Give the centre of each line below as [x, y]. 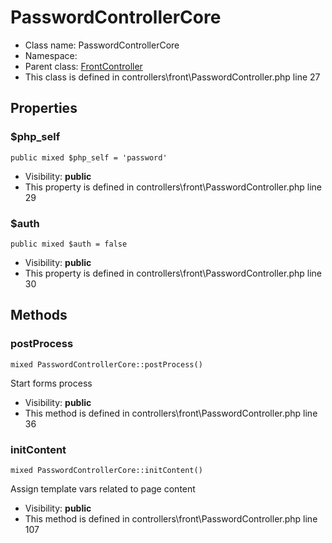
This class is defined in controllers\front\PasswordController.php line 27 [172, 77]
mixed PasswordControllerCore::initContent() [106, 470]
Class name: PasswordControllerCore [102, 45]
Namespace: [51, 55]
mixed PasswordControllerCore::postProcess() [106, 364]
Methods [39, 315]
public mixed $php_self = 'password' [89, 157]
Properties [44, 108]
